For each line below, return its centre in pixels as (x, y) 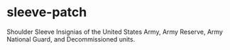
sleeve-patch (47, 12)
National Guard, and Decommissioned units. (71, 39)
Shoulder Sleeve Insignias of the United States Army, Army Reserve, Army (115, 32)
